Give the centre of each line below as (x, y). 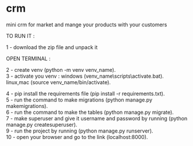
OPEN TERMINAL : (28, 58)
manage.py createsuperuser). (42, 124)
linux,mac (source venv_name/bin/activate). (58, 82)
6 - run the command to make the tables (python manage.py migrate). (90, 112)
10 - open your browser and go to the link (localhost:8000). (77, 137)
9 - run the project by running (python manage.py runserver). (80, 131)
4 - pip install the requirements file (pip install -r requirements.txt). (85, 93)
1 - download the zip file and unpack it (52, 47)
